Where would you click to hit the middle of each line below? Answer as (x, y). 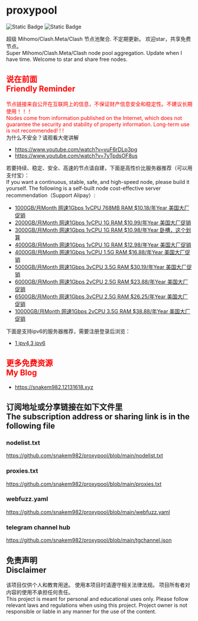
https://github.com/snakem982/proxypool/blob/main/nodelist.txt (85, 455)
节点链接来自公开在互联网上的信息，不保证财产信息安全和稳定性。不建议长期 (99, 103)
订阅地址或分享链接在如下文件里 (64, 407)
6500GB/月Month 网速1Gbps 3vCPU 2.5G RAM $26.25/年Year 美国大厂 (101, 296)
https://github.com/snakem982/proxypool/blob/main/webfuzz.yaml (88, 512)
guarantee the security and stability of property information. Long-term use (98, 124)
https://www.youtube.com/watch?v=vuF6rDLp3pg (76, 149)
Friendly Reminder (41, 89)
